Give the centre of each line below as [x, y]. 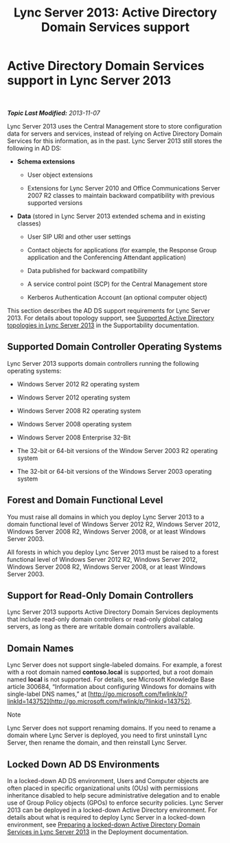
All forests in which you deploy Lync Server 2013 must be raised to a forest [113, 552]
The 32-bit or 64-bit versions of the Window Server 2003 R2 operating [117, 450]
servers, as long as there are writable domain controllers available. [101, 626]
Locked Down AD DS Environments [83, 764]
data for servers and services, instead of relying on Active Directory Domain [115, 133]
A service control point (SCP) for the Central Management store [117, 284]
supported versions [55, 202]
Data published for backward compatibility [87, 270]
